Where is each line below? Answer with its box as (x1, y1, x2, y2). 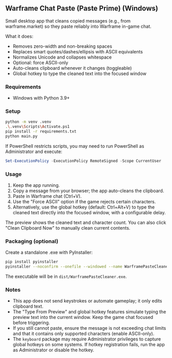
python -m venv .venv (5, 119, 52, 125)
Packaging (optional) (5, 238, 59, 244)
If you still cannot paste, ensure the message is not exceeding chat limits (12, 325, 166, 331)
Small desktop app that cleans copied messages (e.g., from (5, 17, 131, 24)
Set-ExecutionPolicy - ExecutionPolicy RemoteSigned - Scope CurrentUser (5, 158, 161, 163)
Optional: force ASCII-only (12, 59, 69, 66)
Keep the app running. (12, 182, 60, 189)
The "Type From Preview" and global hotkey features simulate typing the (12, 309, 166, 315)
